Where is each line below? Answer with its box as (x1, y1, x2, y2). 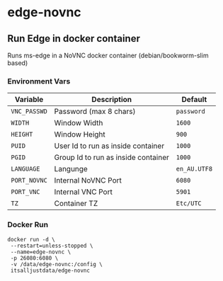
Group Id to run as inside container (54, 153, 170, 163)
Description (91, 95, 132, 105)
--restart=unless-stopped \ (10, 242, 93, 249)
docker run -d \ (7, 236, 55, 243)
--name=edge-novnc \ (10, 248, 72, 256)
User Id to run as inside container (54, 141, 165, 151)
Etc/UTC (176, 200, 202, 207)
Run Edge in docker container (7, 33, 140, 45)
